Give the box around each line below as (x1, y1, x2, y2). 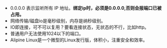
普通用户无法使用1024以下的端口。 (10, 31, 83, 36)
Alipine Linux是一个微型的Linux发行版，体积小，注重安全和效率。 (10, 37, 148, 43)
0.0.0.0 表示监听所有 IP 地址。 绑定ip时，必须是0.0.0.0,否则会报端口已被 (10, 5, 162, 11)
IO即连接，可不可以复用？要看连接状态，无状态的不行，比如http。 (10, 24, 150, 30)
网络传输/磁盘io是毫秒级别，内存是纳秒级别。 (10, 18, 106, 23)
